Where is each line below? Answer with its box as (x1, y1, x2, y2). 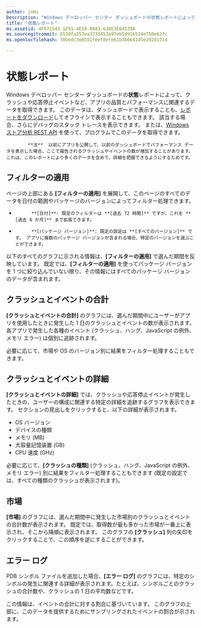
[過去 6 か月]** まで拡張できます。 (14, 216, 95, 223)
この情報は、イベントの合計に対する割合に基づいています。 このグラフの (6, 600, 186, 608)
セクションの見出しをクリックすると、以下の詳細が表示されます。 (17, 406, 180, 413)
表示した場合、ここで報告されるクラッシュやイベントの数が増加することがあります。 (14, 148, 194, 154)
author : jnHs (6, 8, 39, 15)
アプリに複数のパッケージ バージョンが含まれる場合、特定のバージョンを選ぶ (26, 234, 190, 241)
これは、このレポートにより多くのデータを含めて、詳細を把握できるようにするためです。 (6, 154, 193, 160)
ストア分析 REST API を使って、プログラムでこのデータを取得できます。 (6, 128, 184, 136)
